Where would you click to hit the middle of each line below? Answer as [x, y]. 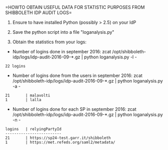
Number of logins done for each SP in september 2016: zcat [74, 109]
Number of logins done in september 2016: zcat [62, 52]
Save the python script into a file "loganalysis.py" [63, 32]
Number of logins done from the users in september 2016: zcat [77, 76]
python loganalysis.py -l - [110, 57]
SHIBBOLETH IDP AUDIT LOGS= [39, 13]
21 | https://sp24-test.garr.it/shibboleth [58, 138]
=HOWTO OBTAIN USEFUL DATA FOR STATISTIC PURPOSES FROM [75, 7]
